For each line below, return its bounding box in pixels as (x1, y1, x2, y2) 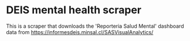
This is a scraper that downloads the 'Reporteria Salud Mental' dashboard (6, 23, 184, 29)
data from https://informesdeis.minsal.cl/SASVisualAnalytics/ (6, 28, 154, 35)
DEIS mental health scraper (6, 3, 142, 17)
